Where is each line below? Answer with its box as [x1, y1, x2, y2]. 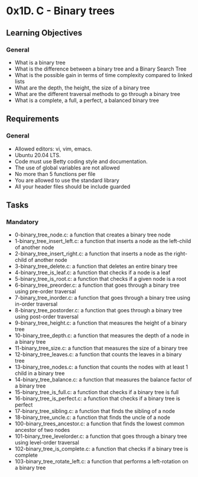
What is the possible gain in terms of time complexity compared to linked [14, 71, 193, 78]
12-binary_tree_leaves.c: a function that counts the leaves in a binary [14, 351, 182, 358]
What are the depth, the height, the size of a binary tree [14, 84, 150, 91]
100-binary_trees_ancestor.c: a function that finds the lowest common [14, 420, 185, 427]
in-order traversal [14, 300, 58, 308]
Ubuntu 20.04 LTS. [14, 151, 61, 158]
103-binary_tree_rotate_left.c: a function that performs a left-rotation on [14, 458, 189, 465]
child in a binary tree [14, 370, 65, 377]
